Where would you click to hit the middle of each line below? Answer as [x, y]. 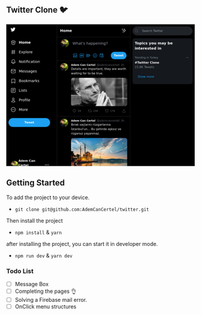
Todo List [20, 271]
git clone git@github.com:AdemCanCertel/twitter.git [82, 209]
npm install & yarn [38, 232]
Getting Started [36, 183]
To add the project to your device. [48, 197]
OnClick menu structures [45, 307]
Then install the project [35, 220]
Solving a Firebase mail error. [51, 299]
